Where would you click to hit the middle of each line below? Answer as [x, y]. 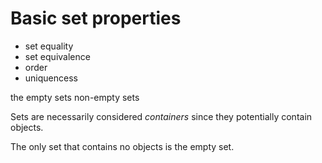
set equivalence [57, 56]
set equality [49, 46]
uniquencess [51, 78]
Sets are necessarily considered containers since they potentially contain [161, 116]
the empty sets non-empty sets [75, 97]
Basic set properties [96, 18]
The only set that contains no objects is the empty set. [122, 146]
